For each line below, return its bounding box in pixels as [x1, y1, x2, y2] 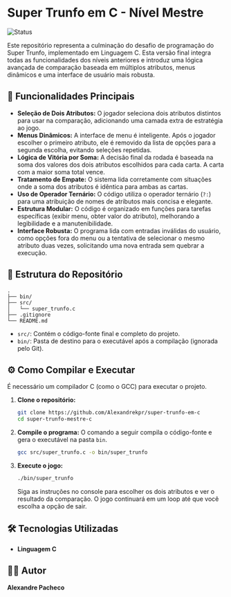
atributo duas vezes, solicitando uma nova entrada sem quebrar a [17, 241, 205, 250]
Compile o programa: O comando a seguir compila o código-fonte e [17, 428, 212, 437]
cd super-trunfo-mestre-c [17, 416, 92, 423]
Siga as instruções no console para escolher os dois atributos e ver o [17, 487, 215, 495]
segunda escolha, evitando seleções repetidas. [17, 145, 152, 154]
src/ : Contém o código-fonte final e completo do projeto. [17, 329, 181, 338]
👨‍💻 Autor [7, 565, 47, 577]
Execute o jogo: [17, 461, 64, 470]
